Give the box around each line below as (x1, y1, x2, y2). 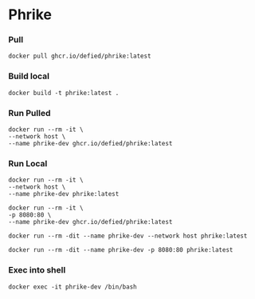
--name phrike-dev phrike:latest (8, 190, 120, 198)
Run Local (8, 158, 48, 169)
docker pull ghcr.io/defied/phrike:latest (8, 52, 151, 61)
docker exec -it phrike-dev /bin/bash (8, 282, 137, 291)
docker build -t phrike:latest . (8, 89, 120, 97)
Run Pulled (8, 107, 51, 118)
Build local (8, 70, 50, 82)
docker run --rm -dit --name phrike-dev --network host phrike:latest (8, 232, 248, 241)
